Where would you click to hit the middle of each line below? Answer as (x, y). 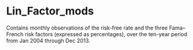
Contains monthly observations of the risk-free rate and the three (87, 28)
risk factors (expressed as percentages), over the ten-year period (106, 34)
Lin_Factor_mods (50, 11)
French (15, 34)
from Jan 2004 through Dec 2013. (48, 40)
